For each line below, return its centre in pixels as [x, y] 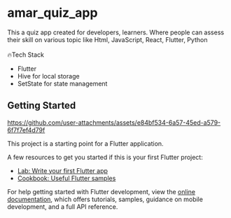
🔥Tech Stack [26, 55]
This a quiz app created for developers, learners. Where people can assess [116, 32]
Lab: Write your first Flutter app [63, 170]
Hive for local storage [48, 76]
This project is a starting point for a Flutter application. [85, 143]
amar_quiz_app [52, 13]
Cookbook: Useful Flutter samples [66, 178]
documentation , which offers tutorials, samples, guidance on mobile [105, 199]
